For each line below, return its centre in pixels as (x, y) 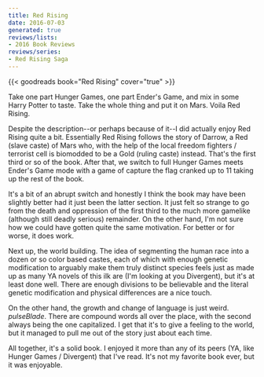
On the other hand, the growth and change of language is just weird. (119, 308)
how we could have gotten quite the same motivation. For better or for (121, 227)
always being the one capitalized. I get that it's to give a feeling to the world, (132, 324)
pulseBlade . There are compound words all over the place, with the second (130, 316)
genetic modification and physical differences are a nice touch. (110, 292)
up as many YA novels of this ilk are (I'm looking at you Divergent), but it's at (132, 276)
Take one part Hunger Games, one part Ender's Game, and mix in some (124, 97)
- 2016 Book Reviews (42, 45)
